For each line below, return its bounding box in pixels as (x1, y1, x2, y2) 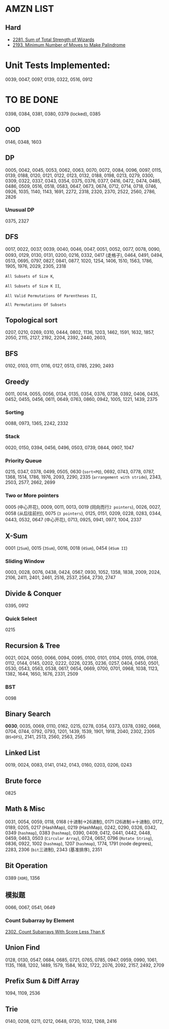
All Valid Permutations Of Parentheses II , (5, 292, 97, 298)
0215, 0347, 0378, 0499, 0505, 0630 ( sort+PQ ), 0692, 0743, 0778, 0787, (5, 468, 155, 474)
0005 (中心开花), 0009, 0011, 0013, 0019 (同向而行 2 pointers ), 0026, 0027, (5, 504, 161, 510)
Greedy (5, 377, 29, 386)
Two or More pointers (5, 491, 59, 499)
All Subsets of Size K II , (5, 283, 61, 289)
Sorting (5, 409, 24, 416)
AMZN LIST (5, 3, 54, 15)
